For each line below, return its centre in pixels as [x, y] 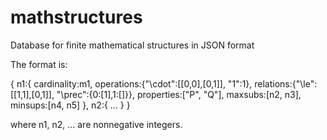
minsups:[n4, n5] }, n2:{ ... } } [70, 105]
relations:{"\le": [286, 83]
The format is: [39, 64]
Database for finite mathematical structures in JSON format [132, 45]
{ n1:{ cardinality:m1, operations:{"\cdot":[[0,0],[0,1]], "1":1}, [131, 83]
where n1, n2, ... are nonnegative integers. [96, 124]
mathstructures [76, 17]
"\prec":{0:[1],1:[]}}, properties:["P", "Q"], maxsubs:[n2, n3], [179, 94]
